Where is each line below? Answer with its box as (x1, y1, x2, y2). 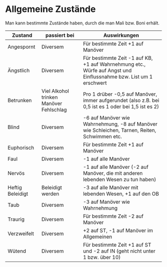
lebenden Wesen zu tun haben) (83, 176, 157, 183)
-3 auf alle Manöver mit (83, 184, 139, 191)
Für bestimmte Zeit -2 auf (83, 213, 144, 220)
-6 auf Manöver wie (83, 114, 130, 121)
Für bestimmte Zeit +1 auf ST (83, 241, 152, 248)
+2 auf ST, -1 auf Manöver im (83, 227, 153, 234)
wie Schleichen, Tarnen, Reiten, (83, 127, 157, 133)
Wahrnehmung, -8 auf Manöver (83, 121, 158, 128)
